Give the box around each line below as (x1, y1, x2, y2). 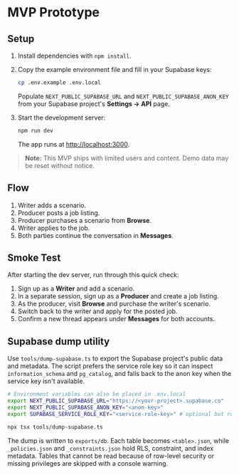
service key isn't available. (7, 377, 85, 385)
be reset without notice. (24, 161, 95, 169)
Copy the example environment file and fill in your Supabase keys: (17, 66, 212, 73)
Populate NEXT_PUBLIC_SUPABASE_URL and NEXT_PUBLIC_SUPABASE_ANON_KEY (17, 92, 229, 100)
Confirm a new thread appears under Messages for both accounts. (17, 315, 216, 323)
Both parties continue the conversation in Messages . (17, 231, 174, 239)
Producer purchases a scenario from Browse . (17, 216, 152, 224)
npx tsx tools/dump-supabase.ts (7, 423, 103, 431)
